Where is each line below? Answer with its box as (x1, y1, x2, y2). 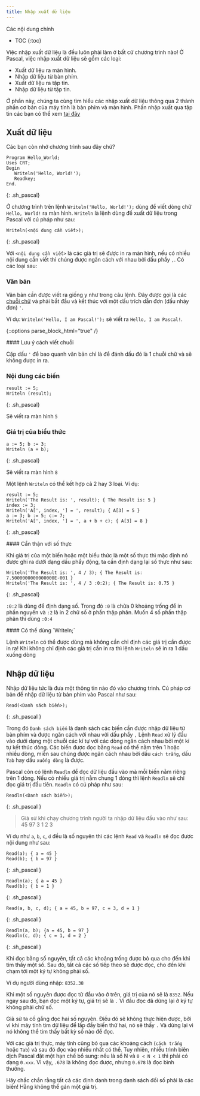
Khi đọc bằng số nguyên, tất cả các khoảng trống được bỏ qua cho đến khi (6, 955, 190, 962)
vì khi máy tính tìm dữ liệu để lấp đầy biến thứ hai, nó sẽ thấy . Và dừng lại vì (6, 1022, 194, 1029)
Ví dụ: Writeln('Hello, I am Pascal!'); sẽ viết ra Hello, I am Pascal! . (6, 316, 183, 323)
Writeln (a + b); (6, 446, 50, 453)
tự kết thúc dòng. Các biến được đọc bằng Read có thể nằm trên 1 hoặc (6, 744, 180, 751)
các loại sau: (6, 262, 38, 270)
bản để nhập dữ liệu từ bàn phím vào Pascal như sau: (6, 691, 137, 698)
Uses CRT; (6, 160, 31, 166)
